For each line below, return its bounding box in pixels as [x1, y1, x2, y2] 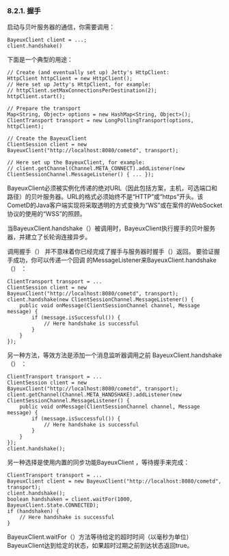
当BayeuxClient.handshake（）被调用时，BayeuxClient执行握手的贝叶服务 [7, 224, 216, 232]
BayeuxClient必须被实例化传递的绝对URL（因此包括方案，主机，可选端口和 [7, 184, 217, 193]
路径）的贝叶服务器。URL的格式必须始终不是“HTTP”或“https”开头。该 [7, 193, 204, 201]
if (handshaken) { [7, 508, 59, 515]
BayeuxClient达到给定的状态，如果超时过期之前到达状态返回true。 [7, 542, 193, 550]
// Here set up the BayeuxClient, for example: [7, 159, 146, 166]
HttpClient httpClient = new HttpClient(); [7, 75, 133, 82]
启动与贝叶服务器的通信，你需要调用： [7, 23, 115, 32]
